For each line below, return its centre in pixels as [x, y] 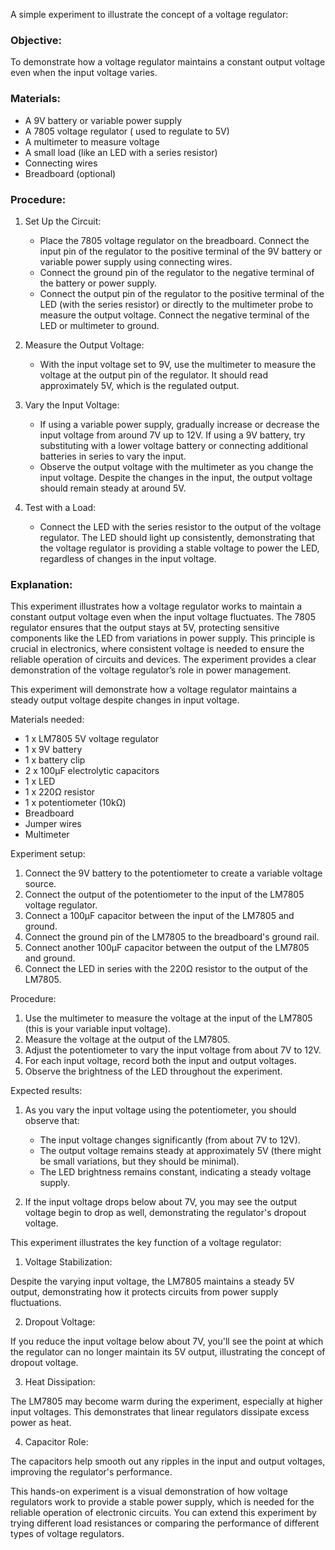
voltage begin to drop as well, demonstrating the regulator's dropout [165, 1213]
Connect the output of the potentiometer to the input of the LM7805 [164, 895]
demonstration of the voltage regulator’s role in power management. [151, 670]
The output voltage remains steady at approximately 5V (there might [180, 1151]
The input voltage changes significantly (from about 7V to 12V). [170, 1140]
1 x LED [40, 781]
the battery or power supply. [98, 283]
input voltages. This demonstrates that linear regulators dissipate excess [160, 1412]
